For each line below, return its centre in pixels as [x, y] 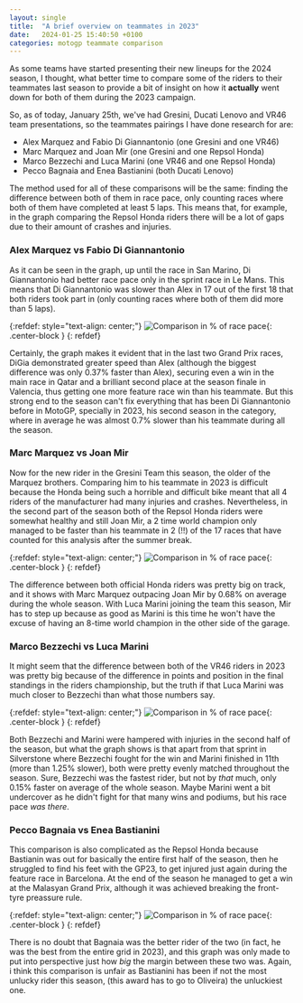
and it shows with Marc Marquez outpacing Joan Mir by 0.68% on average [148, 594]
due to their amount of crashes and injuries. [91, 227]
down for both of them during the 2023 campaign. [103, 98]
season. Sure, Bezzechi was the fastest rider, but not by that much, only [143, 778]
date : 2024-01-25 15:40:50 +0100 [76, 34]
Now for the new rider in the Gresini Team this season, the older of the [140, 473]
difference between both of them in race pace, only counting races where [147, 198]
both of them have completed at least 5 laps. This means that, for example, [148, 208]
